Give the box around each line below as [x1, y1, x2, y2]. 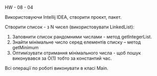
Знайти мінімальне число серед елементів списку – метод [12, 39, 141, 45]
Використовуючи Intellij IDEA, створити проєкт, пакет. [5, 14, 122, 20]
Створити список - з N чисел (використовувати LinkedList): [5, 24, 134, 30]
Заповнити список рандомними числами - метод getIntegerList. [12, 34, 152, 40]
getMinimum [12, 45, 39, 50]
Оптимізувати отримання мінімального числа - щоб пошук [12, 50, 141, 56]
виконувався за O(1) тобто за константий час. [12, 55, 112, 61]
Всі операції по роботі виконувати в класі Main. [5, 65, 108, 71]
